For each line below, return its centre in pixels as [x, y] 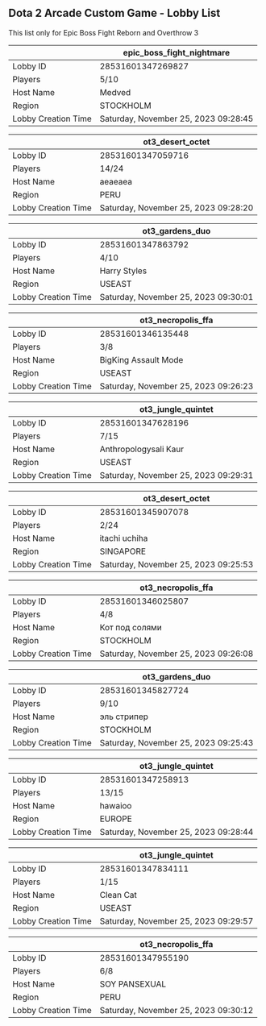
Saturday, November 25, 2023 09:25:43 [177, 742]
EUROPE [116, 819]
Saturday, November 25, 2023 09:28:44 [177, 832]
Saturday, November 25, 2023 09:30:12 [177, 1010]
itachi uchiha [124, 538]
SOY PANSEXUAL [133, 984]
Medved [115, 92]
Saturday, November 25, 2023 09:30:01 [177, 297]
